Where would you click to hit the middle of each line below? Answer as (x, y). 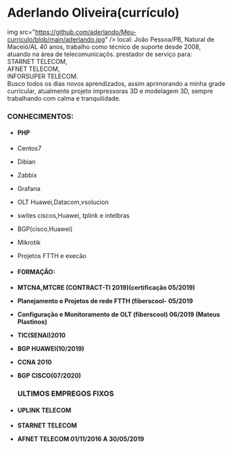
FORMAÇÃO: (36, 271)
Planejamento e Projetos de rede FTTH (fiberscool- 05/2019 (105, 301)
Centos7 (29, 149)
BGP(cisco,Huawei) (45, 229)
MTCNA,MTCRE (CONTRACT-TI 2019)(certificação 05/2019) (106, 288)
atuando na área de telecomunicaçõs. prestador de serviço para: (100, 54)
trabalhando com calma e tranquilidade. (64, 98)
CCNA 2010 (34, 362)
